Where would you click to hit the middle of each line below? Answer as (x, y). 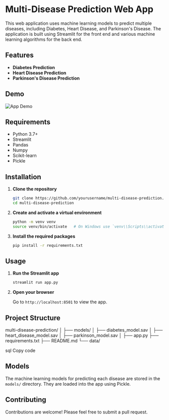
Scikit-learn (24, 155)
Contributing (26, 400)
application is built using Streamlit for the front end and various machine (80, 34)
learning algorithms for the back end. (44, 39)
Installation (23, 177)
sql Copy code (20, 351)
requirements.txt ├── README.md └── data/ (53, 341)
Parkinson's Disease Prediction (46, 78)
